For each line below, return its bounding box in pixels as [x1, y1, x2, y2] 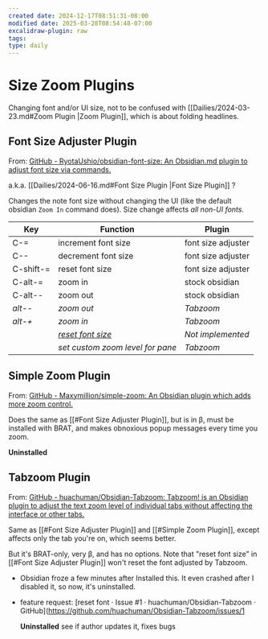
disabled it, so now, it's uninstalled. [19, 581, 136, 592]
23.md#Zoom [8, 112, 54, 122]
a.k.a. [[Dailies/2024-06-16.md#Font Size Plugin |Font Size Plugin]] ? [8, 180, 236, 190]
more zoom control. [8, 399, 74, 409]
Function [99, 223, 135, 234]
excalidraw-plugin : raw [8, 27, 88, 35]
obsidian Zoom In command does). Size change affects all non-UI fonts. [8, 204, 245, 214]
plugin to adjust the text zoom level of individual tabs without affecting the [8, 501, 253, 510]
